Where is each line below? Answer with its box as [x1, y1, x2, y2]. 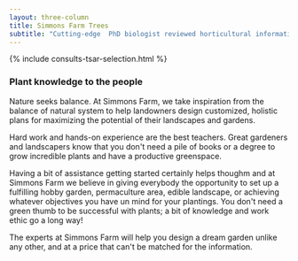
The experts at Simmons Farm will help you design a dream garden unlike [9, 232, 278, 242]
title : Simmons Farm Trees [9, 21, 109, 30]
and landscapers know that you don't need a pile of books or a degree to [9, 141, 276, 151]
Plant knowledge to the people [9, 76, 144, 88]
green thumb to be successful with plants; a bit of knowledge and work [9, 205, 270, 216]
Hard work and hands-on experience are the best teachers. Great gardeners [9, 132, 288, 142]
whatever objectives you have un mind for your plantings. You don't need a [9, 196, 284, 206]
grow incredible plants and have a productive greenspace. [9, 150, 222, 161]
